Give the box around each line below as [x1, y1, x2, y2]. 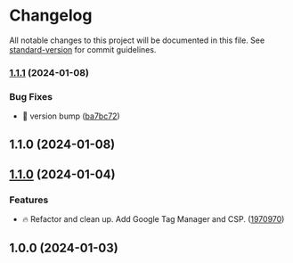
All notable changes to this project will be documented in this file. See [9, 35, 265, 45]
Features [9, 193, 49, 206]
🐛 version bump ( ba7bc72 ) [21, 111, 120, 121]
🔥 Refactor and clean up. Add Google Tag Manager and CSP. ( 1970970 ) [21, 214, 285, 225]
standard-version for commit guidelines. [9, 44, 157, 54]
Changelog [9, 5, 93, 26]
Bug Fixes [9, 90, 53, 103]
